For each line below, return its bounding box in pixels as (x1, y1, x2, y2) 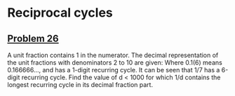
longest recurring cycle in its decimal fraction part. (7, 81, 153, 88)
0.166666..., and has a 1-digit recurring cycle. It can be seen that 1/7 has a (7, 66, 220, 74)
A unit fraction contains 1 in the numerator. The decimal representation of (7, 51, 219, 59)
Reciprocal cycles (7, 5, 114, 21)
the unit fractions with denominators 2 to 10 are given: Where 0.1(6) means (7, 58, 222, 67)
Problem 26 (7, 33, 59, 45)
